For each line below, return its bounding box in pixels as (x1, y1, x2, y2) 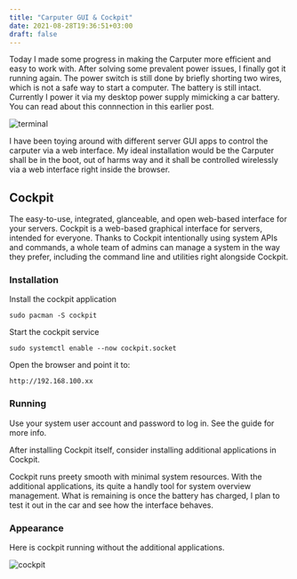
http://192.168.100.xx (9, 377, 93, 386)
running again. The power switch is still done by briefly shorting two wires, (9, 73, 283, 84)
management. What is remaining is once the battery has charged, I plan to (9, 490, 280, 501)
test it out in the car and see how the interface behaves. (9, 500, 213, 510)
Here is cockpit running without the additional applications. (9, 542, 225, 553)
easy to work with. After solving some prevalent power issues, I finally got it (9, 63, 286, 74)
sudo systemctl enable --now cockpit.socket (9, 344, 177, 353)
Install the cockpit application (9, 294, 117, 305)
